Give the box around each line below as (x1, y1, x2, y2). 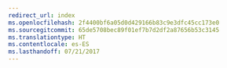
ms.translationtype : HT (8, 33, 86, 41)
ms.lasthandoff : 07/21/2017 (8, 48, 101, 55)
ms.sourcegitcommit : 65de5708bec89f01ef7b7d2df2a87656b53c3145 (8, 26, 220, 34)
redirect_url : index (8, 11, 76, 20)
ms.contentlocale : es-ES (8, 41, 90, 48)
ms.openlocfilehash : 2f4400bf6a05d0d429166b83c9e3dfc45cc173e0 (8, 19, 220, 27)
